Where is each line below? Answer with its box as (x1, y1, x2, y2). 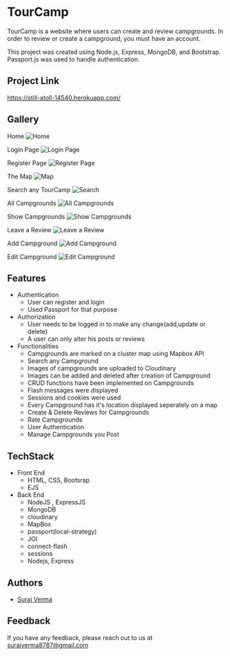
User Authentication (27, 423, 85, 431)
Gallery (7, 113, 39, 125)
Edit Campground (7, 252, 57, 261)
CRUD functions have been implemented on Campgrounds (27, 379, 194, 387)
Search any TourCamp (7, 185, 71, 194)
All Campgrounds (7, 198, 56, 207)
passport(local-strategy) (27, 527, 97, 536)
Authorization (17, 312, 56, 321)
